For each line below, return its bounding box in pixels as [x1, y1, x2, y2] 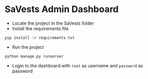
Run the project [12, 44, 44, 50]
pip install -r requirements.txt [5, 35, 75, 40]
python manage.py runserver [5, 54, 64, 59]
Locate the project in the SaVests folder [12, 20, 94, 26]
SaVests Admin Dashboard [5, 4, 119, 15]
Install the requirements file [12, 25, 69, 31]
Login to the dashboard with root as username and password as [12, 62, 143, 68]
